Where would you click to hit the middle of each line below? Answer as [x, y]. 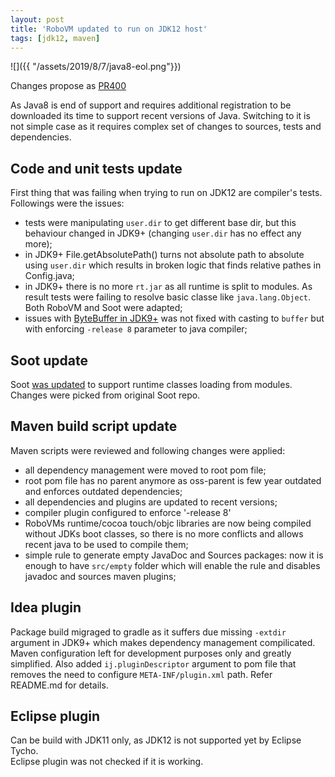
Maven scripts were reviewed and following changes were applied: [148, 450]
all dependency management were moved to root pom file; [145, 470]
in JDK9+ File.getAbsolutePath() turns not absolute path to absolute [164, 255]
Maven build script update [94, 426]
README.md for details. [59, 685]
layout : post [37, 19]
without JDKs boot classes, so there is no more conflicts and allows [164, 533]
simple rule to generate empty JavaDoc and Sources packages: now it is [174, 555]
